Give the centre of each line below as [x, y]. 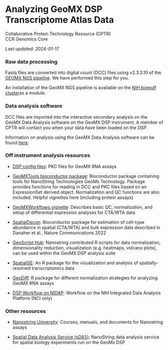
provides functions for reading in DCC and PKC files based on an [79, 187]
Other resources [26, 311]
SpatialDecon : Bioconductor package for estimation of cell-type [78, 222]
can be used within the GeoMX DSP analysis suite [64, 253]
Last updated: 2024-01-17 [32, 49]
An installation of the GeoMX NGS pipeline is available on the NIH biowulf [81, 88]
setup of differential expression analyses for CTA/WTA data [74, 212]
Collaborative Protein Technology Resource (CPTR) [58, 34]
